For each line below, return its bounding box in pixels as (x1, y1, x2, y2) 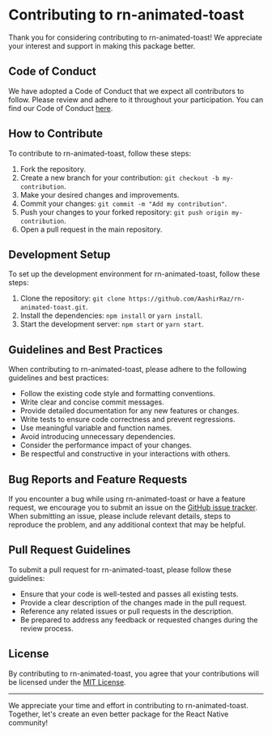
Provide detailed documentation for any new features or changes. (19, 406, 240, 416)
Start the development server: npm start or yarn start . (19, 319, 204, 329)
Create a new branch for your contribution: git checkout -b (19, 173, 220, 182)
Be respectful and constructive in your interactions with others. (19, 449, 231, 459)
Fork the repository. (19, 164, 87, 173)
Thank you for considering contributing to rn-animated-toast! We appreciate (8, 32, 263, 42)
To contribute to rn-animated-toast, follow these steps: (8, 148, 192, 158)
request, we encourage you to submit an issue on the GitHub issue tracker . (8, 502, 257, 512)
